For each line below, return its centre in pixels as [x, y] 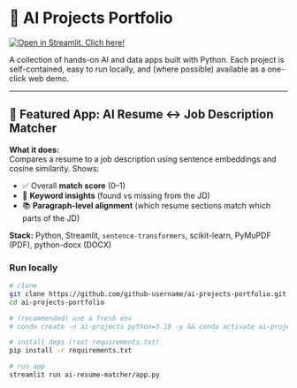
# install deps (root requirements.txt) [85, 342]
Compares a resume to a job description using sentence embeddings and [143, 159]
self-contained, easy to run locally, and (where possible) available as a [137, 69]
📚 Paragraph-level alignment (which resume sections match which [146, 205]
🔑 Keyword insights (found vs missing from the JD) [116, 195]
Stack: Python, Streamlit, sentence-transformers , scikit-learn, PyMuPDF [140, 235]
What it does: [34, 149]
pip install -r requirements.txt [71, 351]
